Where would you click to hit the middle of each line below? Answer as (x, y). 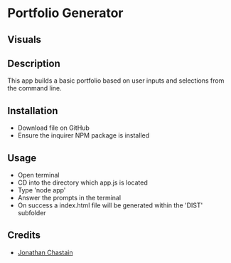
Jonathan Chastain (45, 252)
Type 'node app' (42, 190)
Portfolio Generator (65, 13)
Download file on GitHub (54, 128)
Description (34, 63)
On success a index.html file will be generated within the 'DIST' (110, 205)
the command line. (34, 88)
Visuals (24, 40)
